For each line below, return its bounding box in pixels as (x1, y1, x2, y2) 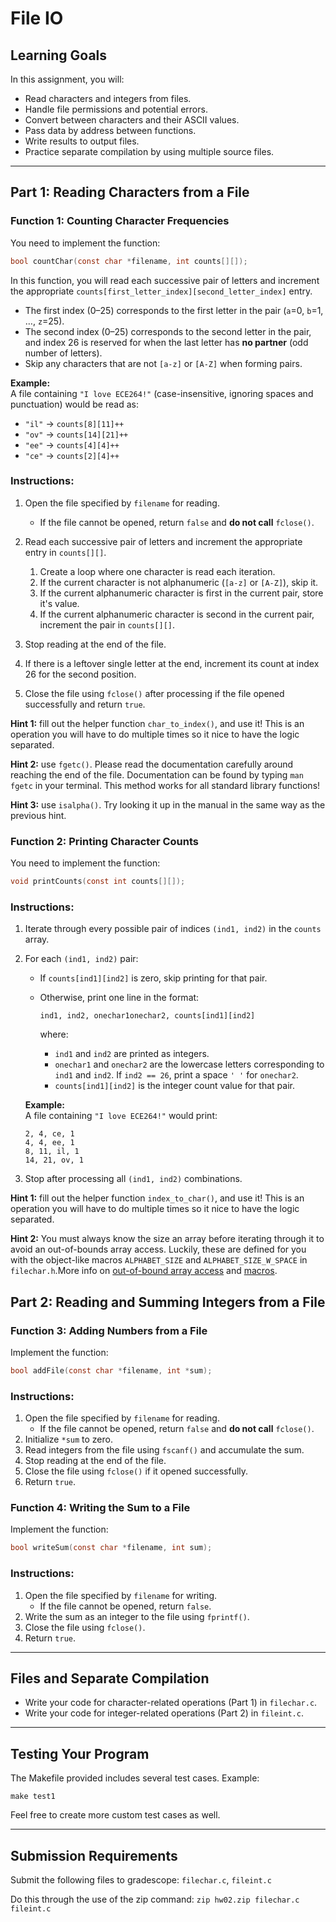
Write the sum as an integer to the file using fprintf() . (24, 1610, 250, 1622)
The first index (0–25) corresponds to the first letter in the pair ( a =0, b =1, (24, 304, 324, 316)
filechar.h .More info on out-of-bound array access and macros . (10, 1265, 278, 1277)
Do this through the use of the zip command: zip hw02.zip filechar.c (10, 1893, 300, 1906)
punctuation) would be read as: (10, 398, 139, 410)
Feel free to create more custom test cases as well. (10, 1809, 221, 1821)
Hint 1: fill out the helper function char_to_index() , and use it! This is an (10, 717, 305, 729)
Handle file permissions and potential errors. (24, 103, 208, 115)
